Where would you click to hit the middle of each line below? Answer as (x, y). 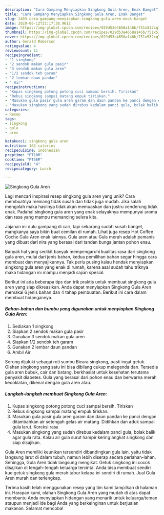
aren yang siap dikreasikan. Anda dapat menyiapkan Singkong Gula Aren (78, 287)
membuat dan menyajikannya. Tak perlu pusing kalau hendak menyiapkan (79, 262)
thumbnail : (16, 32)
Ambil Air (21, 352)
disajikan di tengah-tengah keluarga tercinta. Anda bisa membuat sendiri (78, 468)
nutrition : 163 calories (30, 146)
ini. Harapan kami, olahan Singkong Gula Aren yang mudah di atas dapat (78, 493)
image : (12, 28)
